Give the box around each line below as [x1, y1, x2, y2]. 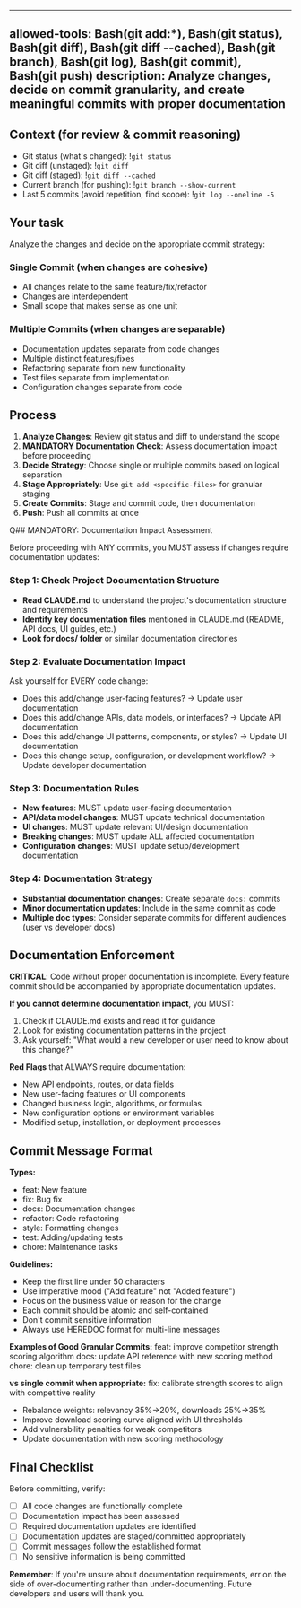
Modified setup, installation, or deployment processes [21, 1117, 221, 1128]
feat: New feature [21, 1184, 88, 1195]
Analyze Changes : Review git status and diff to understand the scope [21, 432, 280, 442]
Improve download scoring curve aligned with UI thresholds [21, 1414, 244, 1425]
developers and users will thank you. [9, 1588, 145, 1599]
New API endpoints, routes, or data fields [21, 1079, 175, 1090]
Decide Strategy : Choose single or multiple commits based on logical [21, 459, 279, 471]
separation [21, 469, 63, 480]
